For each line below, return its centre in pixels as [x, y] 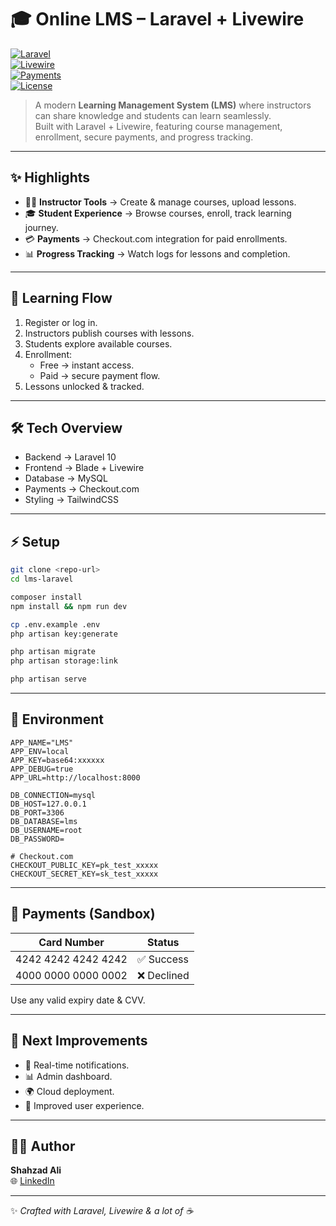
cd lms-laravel [42, 579]
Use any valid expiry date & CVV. [78, 1000]
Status [163, 942]
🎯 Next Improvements [79, 1041]
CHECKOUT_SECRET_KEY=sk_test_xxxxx [84, 874]
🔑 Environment [57, 719]
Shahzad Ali [36, 1170]
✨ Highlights [50, 177]
